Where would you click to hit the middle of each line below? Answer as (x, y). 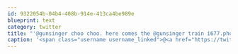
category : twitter (34, 27)
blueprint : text (31, 20)
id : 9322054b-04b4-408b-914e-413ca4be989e (71, 14)
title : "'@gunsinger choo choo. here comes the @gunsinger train (106, 33)
